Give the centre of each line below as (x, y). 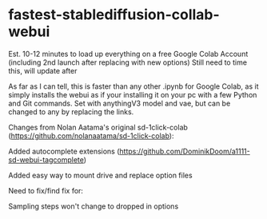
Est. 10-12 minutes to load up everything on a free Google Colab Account (128, 54)
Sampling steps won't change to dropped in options (94, 206)
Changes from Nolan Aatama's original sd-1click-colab (98, 127)
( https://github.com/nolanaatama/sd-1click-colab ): (91, 135)
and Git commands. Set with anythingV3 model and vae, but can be (120, 103)
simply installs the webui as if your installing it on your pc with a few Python (133, 94)
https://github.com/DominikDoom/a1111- (185, 151)
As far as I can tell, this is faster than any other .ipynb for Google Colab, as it (133, 86)
